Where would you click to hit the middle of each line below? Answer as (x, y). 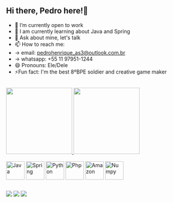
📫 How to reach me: (40, 44)
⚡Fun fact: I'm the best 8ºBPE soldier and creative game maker (91, 72)
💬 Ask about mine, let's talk (48, 37)
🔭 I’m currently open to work (49, 25)
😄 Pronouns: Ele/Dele (41, 65)
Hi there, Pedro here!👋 (47, 11)
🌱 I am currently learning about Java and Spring (72, 31)
